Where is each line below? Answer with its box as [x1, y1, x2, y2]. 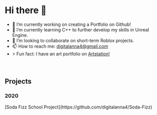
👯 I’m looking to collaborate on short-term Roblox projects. [12, 37, 135, 44]
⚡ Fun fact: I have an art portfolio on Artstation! [12, 51, 110, 57]
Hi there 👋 [5, 5, 47, 16]
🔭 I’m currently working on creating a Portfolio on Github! [12, 21, 131, 27]
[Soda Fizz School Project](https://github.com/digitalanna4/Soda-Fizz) [5, 104, 152, 110]
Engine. [12, 32, 28, 38]
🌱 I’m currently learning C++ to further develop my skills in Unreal [12, 26, 149, 32]
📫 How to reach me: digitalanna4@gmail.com [12, 43, 108, 49]
